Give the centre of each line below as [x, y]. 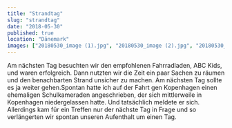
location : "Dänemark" [38, 39]
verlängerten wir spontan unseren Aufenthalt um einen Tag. [92, 117]
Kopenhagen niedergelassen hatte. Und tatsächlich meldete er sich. [104, 102]
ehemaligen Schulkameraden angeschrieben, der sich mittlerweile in [105, 95]
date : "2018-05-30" [35, 26]
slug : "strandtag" [33, 20]
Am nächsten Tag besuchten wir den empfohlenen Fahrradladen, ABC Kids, [115, 65]
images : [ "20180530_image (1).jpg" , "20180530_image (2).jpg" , [100, 46]
